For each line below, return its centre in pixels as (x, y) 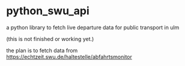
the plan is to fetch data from (42, 50)
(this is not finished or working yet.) (50, 39)
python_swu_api (48, 11)
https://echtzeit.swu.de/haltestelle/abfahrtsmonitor (69, 56)
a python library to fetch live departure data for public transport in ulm (93, 27)
